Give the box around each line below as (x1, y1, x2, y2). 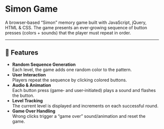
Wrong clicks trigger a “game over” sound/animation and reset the (12, 113, 145, 119)
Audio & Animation (12, 82, 51, 88)
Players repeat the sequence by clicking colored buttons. (12, 77, 127, 83)
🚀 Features (5, 49, 39, 57)
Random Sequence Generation (12, 61, 76, 67)
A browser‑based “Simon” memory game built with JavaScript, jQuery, (5, 19, 147, 25)
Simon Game (5, 3, 58, 15)
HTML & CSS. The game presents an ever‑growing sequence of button (5, 24, 147, 30)
